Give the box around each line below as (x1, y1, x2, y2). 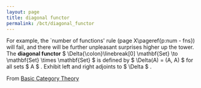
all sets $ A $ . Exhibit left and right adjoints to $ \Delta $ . (6, 63, 152, 70)
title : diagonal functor (6, 15, 70, 21)
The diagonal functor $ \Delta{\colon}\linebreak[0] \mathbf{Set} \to (6, 50, 178, 57)
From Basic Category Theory (6, 75, 80, 82)
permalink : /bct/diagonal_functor (6, 20, 95, 26)
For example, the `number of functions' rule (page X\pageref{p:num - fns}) (6, 37, 195, 45)
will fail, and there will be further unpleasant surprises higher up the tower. (6, 43, 194, 51)
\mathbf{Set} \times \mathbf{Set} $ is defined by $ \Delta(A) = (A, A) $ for (6, 56, 194, 64)
